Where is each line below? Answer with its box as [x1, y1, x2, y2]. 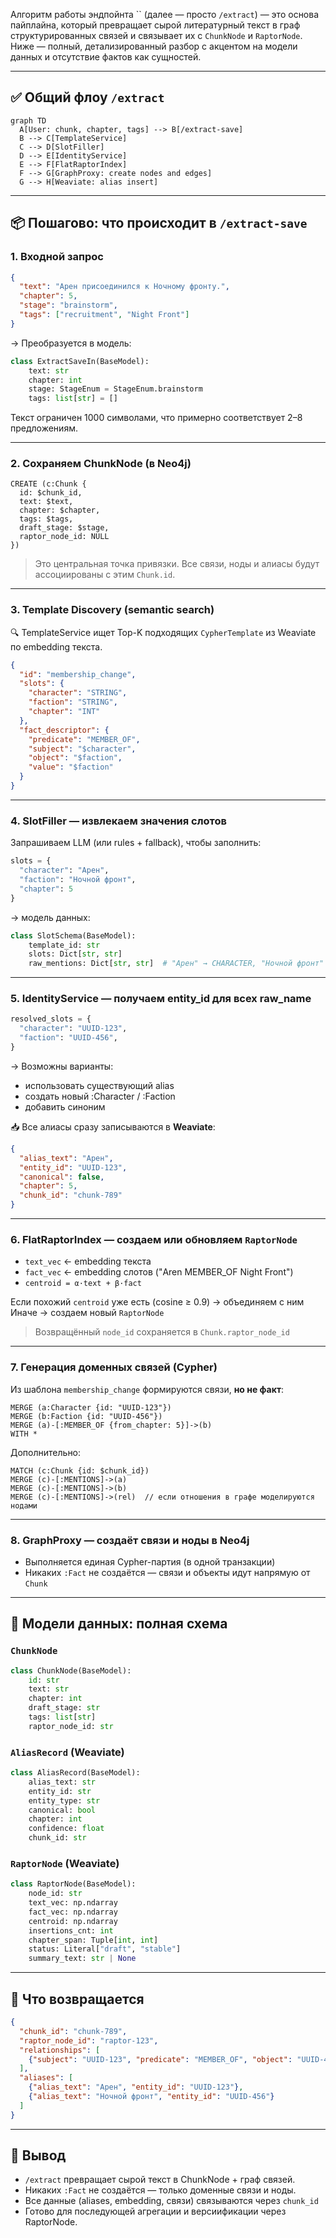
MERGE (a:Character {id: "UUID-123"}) [10, 1402, 172, 1413]
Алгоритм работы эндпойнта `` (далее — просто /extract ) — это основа [10, 9, 320, 20]
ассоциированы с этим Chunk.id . [34, 569, 176, 581]
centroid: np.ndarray [28, 1916, 118, 1926]
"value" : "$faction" [28, 762, 114, 773]
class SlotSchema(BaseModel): [10, 930, 137, 941]
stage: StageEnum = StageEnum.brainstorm [28, 384, 203, 394]
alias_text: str [28, 1777, 97, 1787]
